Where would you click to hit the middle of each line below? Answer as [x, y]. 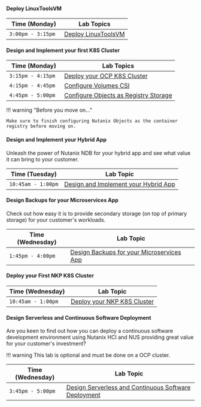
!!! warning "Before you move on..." [49, 110]
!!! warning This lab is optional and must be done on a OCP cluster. [88, 355]
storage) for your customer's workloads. [56, 220]
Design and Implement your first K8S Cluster [63, 50]
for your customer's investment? [46, 344]
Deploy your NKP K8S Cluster [112, 302]
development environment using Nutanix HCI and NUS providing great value [100, 337]
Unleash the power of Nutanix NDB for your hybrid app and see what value [98, 153]
